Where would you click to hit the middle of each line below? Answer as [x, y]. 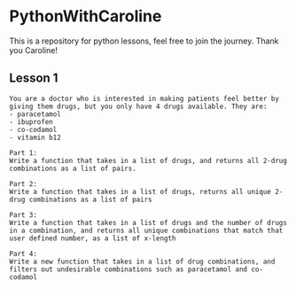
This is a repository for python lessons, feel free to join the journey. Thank [144, 41]
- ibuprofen [31, 121]
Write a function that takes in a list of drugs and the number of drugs [148, 223]
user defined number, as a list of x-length [93, 238]
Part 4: [23, 254]
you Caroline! [33, 50]
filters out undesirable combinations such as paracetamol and [129, 269]
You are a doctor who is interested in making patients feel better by [144, 98]
